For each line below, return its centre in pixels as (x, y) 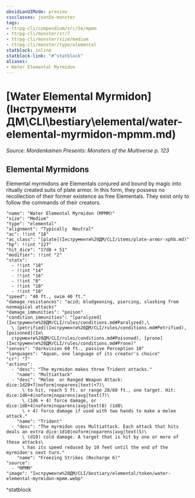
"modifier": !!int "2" (34, 255)
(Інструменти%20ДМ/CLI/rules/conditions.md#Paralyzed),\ (78, 323)
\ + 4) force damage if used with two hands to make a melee (99, 411)
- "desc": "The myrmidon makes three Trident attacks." (82, 370)
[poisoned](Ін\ (25, 333)
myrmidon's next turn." (36, 453)
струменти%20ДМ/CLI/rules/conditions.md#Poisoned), (77, 338)
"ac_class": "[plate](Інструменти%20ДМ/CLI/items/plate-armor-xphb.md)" (98, 239)
